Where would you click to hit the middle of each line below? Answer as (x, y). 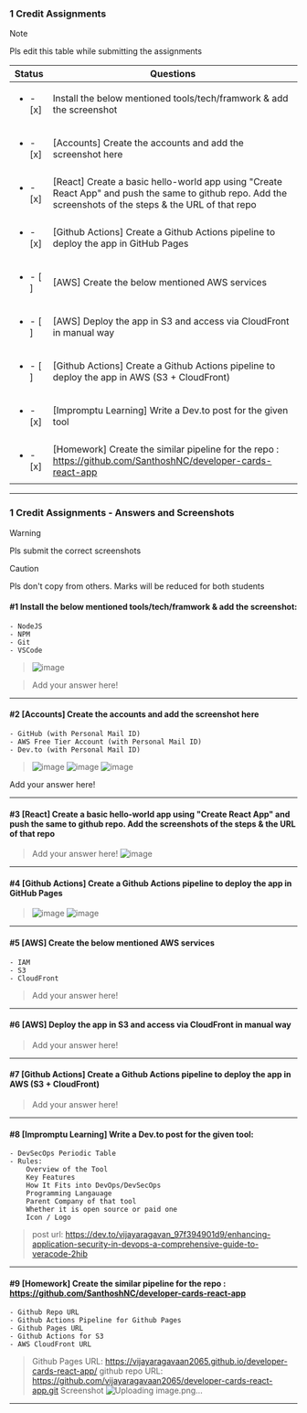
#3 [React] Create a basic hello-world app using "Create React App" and (150, 814)
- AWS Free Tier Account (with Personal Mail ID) (106, 742)
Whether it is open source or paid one (102, 1210)
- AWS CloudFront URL (51, 1344)
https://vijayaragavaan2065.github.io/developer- (196, 1362)
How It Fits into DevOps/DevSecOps (94, 1186)
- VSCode (26, 650)
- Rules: (26, 1161)
